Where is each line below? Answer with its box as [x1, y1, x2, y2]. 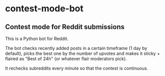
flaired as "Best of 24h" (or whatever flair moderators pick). [5, 56, 127, 62]
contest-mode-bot [5, 3, 83, 14]
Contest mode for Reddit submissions [5, 23, 125, 31]
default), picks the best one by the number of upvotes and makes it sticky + [5, 50, 160, 56]
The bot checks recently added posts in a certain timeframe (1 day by [5, 45, 148, 51]
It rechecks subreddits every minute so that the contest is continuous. [5, 65, 148, 71]
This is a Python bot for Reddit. [5, 36, 69, 41]
